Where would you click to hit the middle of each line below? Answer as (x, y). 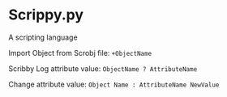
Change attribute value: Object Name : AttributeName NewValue (114, 84)
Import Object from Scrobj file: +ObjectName (80, 53)
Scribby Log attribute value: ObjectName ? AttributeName (103, 68)
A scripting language (43, 37)
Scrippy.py (46, 15)
